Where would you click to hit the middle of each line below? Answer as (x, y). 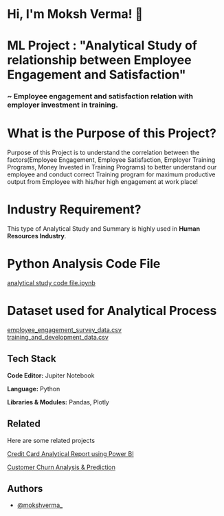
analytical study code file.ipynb (52, 283)
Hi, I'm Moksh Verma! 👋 (75, 14)
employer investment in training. (63, 105)
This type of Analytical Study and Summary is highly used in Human (104, 229)
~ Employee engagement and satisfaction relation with (100, 96)
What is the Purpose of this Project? (112, 133)
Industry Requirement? (75, 210)
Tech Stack (32, 359)
